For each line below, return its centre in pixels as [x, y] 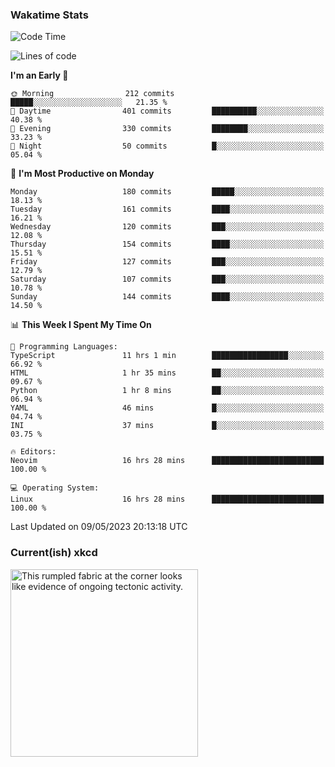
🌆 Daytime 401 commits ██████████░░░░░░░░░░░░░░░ [167, 111]
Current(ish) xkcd [54, 553]
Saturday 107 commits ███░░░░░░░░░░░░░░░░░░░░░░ [167, 279]
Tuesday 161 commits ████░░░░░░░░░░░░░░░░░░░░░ [167, 209]
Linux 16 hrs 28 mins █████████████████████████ [167, 499]
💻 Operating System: [55, 488]
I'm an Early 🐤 [39, 75]
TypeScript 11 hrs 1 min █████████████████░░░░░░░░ [167, 356]
